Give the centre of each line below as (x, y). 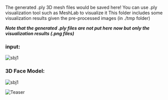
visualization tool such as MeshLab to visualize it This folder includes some (84, 13)
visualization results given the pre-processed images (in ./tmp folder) (78, 18)
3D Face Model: (25, 71)
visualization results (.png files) (40, 33)
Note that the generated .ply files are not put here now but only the (78, 28)
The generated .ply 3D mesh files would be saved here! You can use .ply (81, 7)
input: (13, 46)
